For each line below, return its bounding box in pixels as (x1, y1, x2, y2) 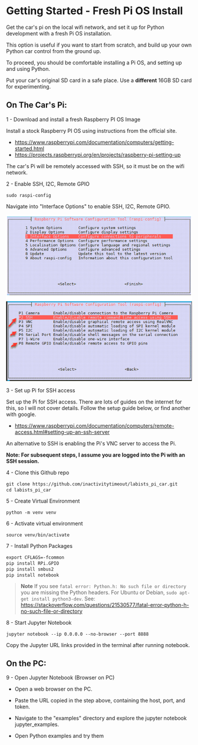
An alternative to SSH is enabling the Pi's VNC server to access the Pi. (6, 439, 177, 447)
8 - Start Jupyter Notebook (6, 619, 72, 626)
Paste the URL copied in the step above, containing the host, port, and (14, 697, 186, 704)
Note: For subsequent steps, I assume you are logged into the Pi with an (6, 451, 186, 458)
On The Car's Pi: (6, 100, 68, 110)
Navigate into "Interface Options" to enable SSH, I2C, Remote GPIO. (6, 202, 171, 210)
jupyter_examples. (14, 721, 60, 728)
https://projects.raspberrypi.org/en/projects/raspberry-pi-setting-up (14, 151, 181, 158)
